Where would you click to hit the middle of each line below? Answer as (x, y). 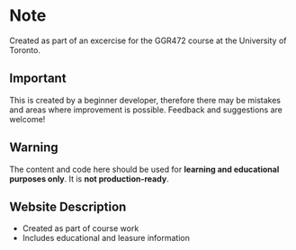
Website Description (68, 206)
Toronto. (25, 49)
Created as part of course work (81, 228)
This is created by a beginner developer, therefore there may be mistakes (145, 100)
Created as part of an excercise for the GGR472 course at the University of (148, 40)
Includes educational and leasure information (106, 238)
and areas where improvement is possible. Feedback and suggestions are (146, 110)
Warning (34, 148)
